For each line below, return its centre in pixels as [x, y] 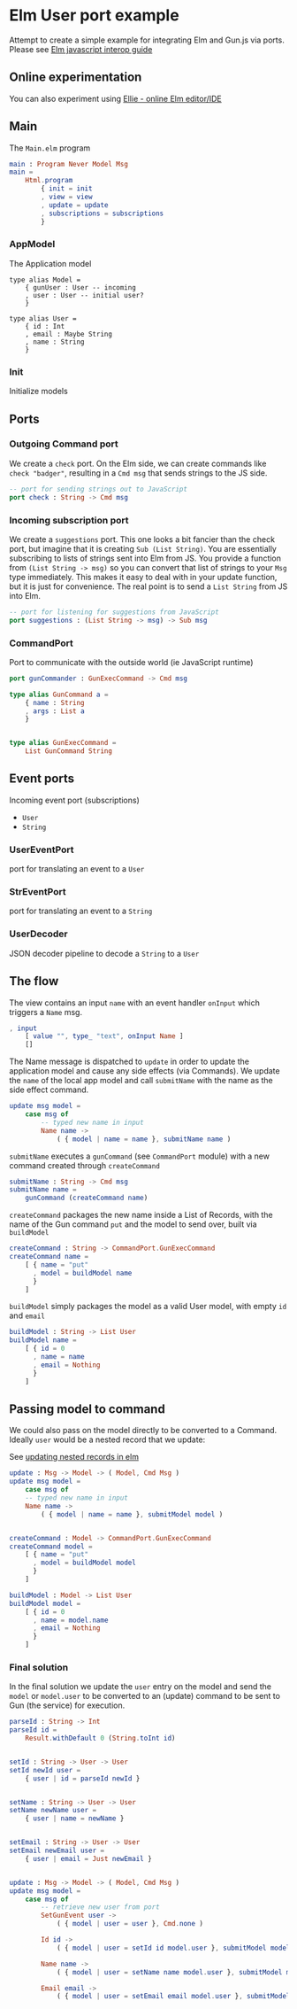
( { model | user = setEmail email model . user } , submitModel [173, 1997]
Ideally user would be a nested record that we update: [107, 1439]
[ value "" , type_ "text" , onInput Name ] [104, 1036]
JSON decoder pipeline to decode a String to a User [104, 953]
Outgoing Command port [64, 444]
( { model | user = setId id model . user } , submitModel [161, 1948]
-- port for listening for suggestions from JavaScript [114, 612]
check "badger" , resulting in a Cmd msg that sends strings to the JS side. [138, 473]
